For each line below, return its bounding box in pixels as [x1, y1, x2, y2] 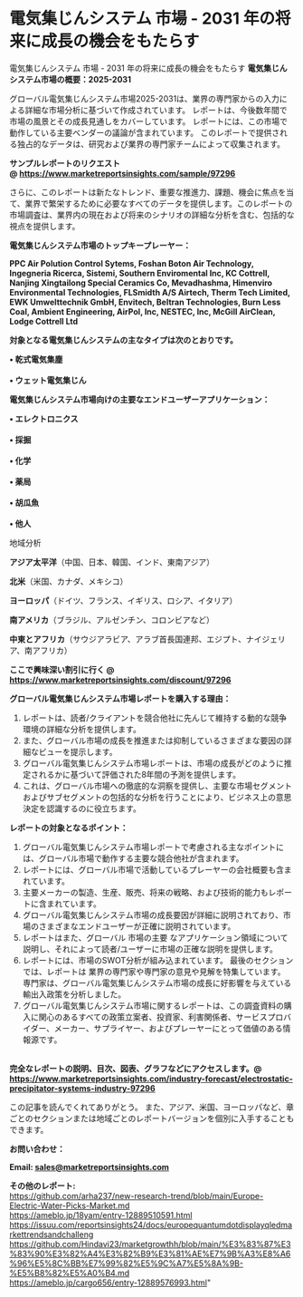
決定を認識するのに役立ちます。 [22, 803, 142, 814]
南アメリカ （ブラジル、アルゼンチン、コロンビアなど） [9, 614, 215, 625]
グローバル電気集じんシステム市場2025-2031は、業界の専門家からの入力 [9, 92, 280, 104]
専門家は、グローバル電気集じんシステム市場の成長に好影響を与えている [22, 977, 292, 988]
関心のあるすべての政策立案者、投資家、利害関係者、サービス [38, 1011, 269, 1022]
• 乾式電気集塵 [9, 353, 63, 364]
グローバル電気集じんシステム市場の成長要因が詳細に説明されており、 [22, 909, 283, 920]
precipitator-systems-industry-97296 [9, 1082, 156, 1093]
